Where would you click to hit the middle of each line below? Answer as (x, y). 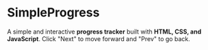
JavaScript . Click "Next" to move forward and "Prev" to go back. (99, 38)
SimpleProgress (53, 13)
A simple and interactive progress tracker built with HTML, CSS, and (104, 32)
